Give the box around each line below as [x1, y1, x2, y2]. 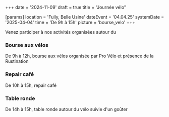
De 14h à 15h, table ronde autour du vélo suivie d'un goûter [5, 106, 128, 112]
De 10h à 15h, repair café [5, 82, 57, 88]
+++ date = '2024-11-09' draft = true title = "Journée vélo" [5, 5, 127, 10]
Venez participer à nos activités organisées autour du [5, 29, 117, 35]
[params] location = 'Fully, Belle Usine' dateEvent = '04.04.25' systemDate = [5, 14, 164, 20]
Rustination [5, 58, 29, 64]
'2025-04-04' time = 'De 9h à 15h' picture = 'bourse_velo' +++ [5, 20, 136, 25]
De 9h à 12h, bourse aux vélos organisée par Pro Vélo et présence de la [5, 53, 154, 59]
